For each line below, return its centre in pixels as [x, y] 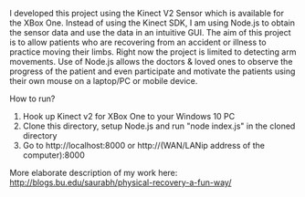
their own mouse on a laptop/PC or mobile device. [104, 81]
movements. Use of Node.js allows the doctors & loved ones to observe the [151, 62]
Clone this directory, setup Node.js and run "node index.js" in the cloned [159, 126]
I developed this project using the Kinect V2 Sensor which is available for [147, 13]
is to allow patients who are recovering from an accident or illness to [138, 42]
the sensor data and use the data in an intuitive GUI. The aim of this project [150, 32]
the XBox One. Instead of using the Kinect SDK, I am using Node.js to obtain [152, 23]
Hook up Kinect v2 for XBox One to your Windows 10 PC [129, 116]
